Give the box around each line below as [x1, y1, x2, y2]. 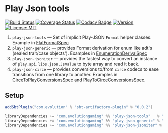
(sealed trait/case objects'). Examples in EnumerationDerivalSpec [12, 50, 147, 56]
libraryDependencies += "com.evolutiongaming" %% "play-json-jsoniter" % [5, 123, 162, 128]
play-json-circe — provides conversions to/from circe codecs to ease [12, 66, 159, 72]
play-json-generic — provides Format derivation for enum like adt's [12, 45, 152, 51]
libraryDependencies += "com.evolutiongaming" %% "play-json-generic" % [5, 118, 160, 123]
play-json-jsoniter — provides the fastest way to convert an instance [12, 55, 158, 61]
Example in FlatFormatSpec [12, 39, 69, 45]
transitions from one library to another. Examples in [12, 71, 118, 77]
